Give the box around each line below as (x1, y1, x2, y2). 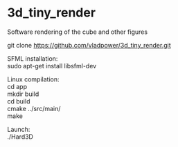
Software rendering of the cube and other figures (7, 28, 148, 36)
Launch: (7, 125, 30, 133)
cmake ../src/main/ (7, 104, 61, 112)
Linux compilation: (7, 75, 60, 84)
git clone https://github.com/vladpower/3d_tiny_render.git (7, 41, 171, 49)
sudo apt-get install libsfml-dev (7, 61, 97, 70)
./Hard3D (7, 133, 33, 141)
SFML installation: (7, 54, 58, 63)
